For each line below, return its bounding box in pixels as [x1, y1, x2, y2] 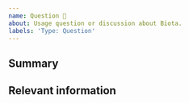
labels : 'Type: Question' [8, 27, 95, 35]
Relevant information [8, 84, 117, 97]
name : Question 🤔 [8, 11, 67, 20]
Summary [8, 56, 59, 70]
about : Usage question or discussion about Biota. [8, 19, 183, 27]
